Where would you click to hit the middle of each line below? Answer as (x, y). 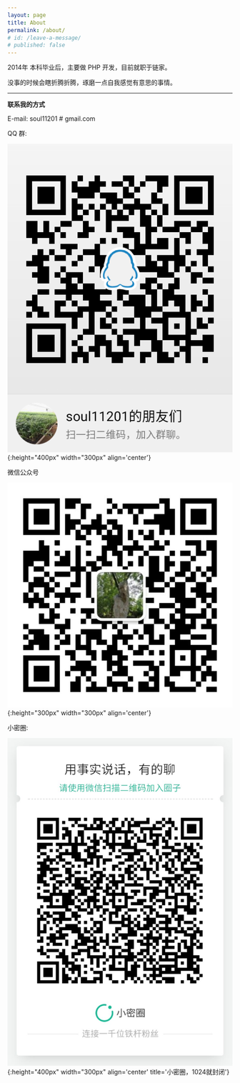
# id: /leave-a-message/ (44, 38)
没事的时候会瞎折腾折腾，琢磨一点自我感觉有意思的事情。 (92, 83)
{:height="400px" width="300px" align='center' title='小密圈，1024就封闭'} (119, 1072)
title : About (27, 23)
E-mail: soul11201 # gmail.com (51, 119)
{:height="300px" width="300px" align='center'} (79, 713)
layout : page (27, 15)
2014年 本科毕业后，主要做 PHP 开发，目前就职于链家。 (89, 67)
